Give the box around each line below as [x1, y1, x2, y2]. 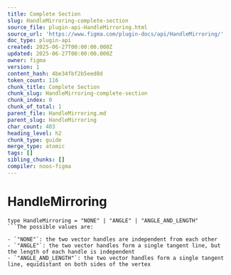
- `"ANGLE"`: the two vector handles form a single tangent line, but [7, 242, 221, 249]
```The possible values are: [7, 223, 94, 230]
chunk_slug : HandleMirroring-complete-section [7, 90, 148, 97]
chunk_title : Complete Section [7, 83, 100, 90]
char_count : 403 [7, 123, 55, 130]
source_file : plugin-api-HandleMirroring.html [7, 24, 148, 31]
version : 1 [7, 63, 40, 71]
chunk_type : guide [7, 136, 62, 143]
